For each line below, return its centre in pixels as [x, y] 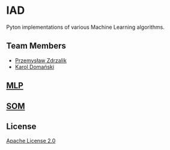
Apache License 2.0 [31, 141]
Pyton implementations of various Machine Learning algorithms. [86, 27]
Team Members [36, 46]
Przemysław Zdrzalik [41, 60]
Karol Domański [35, 67]
